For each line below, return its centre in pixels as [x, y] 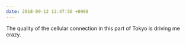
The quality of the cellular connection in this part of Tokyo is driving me [93, 28]
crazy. [14, 34]
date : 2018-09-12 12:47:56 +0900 [47, 11]
